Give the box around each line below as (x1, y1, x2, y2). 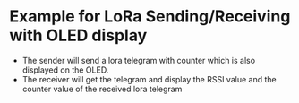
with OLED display (9, 25, 148, 46)
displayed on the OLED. (21, 64, 109, 75)
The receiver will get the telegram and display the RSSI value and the (21, 73, 277, 84)
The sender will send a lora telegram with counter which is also (21, 55, 256, 65)
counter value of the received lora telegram (21, 83, 183, 94)
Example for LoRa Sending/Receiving (9, 6, 291, 27)
